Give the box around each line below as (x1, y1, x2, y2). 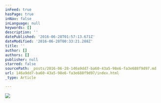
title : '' (5, 43, 25, 48)
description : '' (5, 30, 38, 35)
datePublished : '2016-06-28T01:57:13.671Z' (5, 35, 95, 40)
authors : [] (5, 52, 29, 58)
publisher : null (5, 57, 38, 62)
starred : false (5, 62, 36, 66)
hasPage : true (5, 12, 34, 17)
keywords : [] (5, 25, 32, 30)
